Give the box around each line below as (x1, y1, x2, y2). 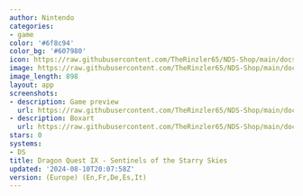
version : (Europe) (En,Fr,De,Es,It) (9, 173, 147, 182)
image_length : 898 (9, 72, 78, 81)
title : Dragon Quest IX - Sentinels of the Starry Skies (9, 155, 228, 165)
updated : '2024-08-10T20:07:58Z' (9, 164, 135, 173)
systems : (9, 139, 42, 148)
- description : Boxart (9, 114, 95, 123)
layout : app (9, 80, 54, 89)
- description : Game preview (9, 97, 119, 107)
